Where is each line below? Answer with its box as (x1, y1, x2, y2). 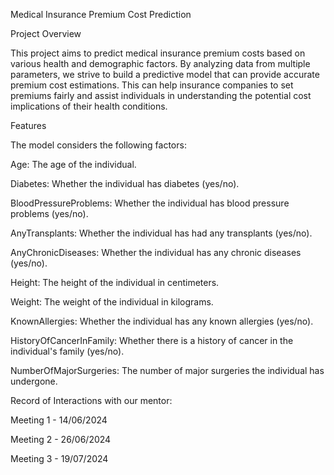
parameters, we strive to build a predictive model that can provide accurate (10, 69, 320, 80)
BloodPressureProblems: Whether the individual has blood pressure (10, 197, 290, 209)
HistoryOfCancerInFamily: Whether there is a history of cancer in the (10, 335, 294, 346)
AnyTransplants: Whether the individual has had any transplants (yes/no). (10, 227, 313, 239)
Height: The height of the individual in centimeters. (10, 277, 220, 288)
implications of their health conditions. (10, 100, 168, 112)
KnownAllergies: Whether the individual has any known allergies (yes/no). (10, 315, 314, 327)
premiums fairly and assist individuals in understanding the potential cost (10, 90, 312, 101)
